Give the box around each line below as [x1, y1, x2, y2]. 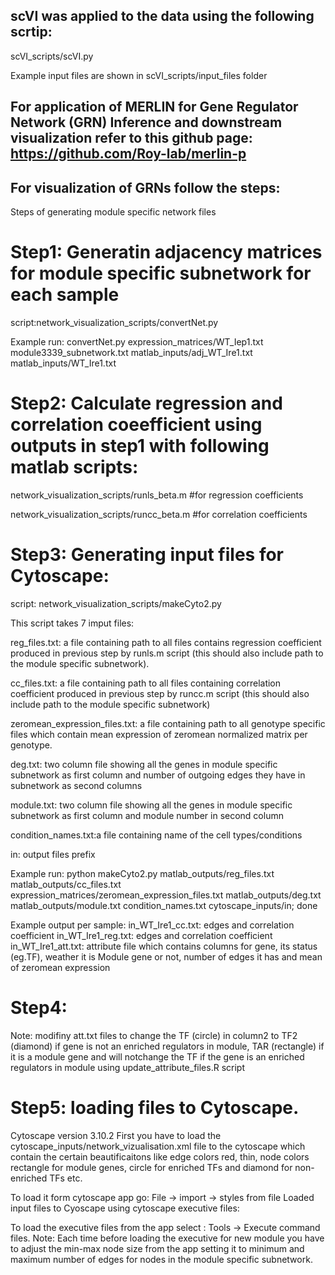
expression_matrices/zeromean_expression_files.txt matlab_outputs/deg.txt [10, 889, 322, 901]
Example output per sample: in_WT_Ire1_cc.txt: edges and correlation [10, 919, 295, 931]
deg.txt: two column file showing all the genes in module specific [10, 758, 278, 770]
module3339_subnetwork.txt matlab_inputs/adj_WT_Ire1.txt [10, 346, 253, 358]
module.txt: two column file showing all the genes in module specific [10, 799, 293, 811]
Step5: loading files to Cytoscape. [10, 1096, 300, 1119]
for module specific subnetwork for [10, 262, 312, 285]
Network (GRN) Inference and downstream [10, 114, 283, 131]
